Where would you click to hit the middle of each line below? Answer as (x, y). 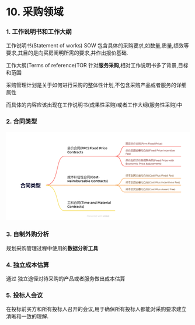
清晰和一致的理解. (27, 316)
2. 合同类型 (22, 122)
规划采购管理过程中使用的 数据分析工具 (52, 248)
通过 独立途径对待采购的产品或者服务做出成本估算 (66, 279)
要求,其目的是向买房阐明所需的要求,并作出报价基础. (67, 53)
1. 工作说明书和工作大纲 (39, 32)
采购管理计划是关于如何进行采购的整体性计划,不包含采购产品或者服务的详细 (96, 85)
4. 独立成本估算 (28, 265)
